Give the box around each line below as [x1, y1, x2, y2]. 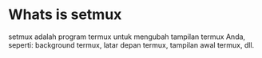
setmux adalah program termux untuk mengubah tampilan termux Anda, [8, 32, 246, 41]
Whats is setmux [8, 6, 122, 24]
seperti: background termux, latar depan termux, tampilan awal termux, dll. [8, 40, 255, 49]
